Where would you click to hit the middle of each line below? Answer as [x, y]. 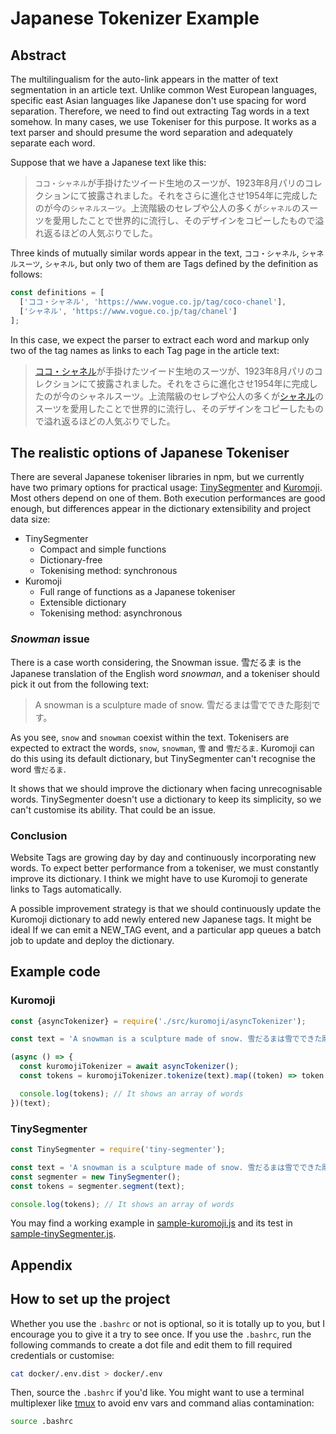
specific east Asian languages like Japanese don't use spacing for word [158, 100]
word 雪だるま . [38, 769]
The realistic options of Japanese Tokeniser [150, 452]
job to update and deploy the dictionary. [92, 940]
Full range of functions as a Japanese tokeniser [137, 592]
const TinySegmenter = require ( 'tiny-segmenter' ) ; [118, 1150]
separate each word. [53, 143]
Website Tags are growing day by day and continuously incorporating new [163, 857]
